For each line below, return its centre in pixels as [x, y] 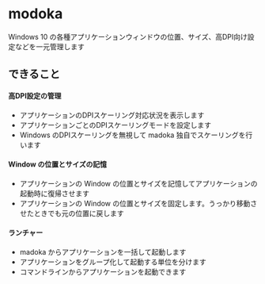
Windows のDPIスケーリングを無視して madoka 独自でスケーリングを [132, 135]
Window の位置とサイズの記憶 [58, 164]
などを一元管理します [49, 46]
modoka [36, 14]
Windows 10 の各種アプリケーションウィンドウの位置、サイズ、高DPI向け [128, 36]
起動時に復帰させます [54, 193]
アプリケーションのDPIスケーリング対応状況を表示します [112, 115]
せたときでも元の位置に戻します [72, 213]
